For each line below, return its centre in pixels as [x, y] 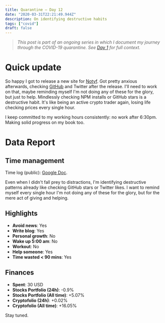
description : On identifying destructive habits [56, 19]
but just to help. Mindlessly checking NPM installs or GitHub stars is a [76, 97]
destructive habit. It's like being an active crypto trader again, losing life [78, 103]
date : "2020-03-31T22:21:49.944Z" [41, 14]
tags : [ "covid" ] [22, 24]
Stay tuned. [17, 315]
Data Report [30, 142]
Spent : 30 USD [28, 284]
